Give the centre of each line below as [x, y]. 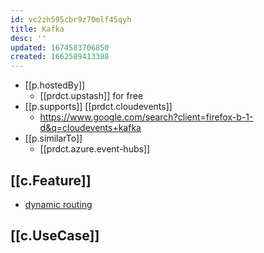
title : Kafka [37, 29]
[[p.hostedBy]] [55, 85]
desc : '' [28, 38]
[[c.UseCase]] [55, 236]
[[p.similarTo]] [53, 138]
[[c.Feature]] [51, 180]
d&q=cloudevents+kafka [90, 128]
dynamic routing [58, 204]
